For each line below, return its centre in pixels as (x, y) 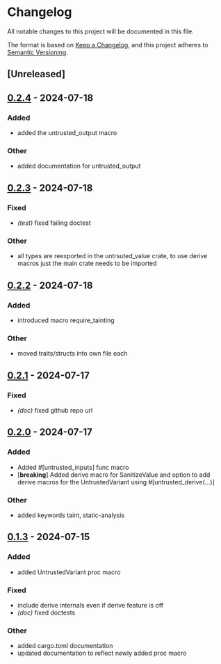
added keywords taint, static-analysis (71, 515)
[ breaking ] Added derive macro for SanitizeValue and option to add (114, 475)
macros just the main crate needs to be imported (87, 263)
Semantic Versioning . (38, 52)
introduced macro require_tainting (66, 320)
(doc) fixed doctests (46, 612)
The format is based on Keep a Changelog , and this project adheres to (108, 45)
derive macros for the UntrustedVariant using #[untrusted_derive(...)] (116, 482)
